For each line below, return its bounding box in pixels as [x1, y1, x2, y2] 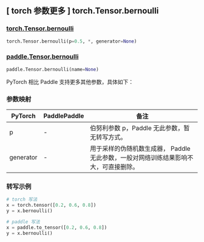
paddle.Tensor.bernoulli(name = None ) [6, 66, 99, 72]
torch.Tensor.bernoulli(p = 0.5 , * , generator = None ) [6, 38, 137, 44]
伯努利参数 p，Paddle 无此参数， [90, 124, 184, 133]
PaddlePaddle [43, 112, 84, 120]
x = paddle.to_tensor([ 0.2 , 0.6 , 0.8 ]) [6, 224, 107, 230]
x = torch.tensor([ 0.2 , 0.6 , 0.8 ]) [6, 202, 97, 209]
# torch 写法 [6, 196, 38, 202]
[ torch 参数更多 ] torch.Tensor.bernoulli [6, 5, 159, 16]
